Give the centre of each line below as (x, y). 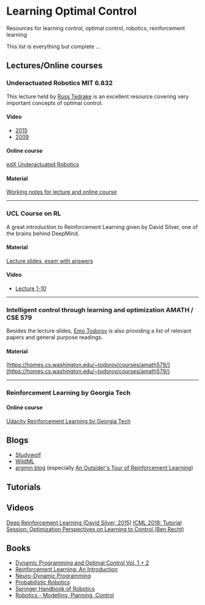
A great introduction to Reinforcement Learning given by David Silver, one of (102, 226)
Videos (20, 508)
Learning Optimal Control (72, 11)
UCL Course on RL (34, 214)
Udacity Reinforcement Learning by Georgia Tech (69, 421)
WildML (25, 462)
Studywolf (28, 455)
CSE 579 (19, 317)
